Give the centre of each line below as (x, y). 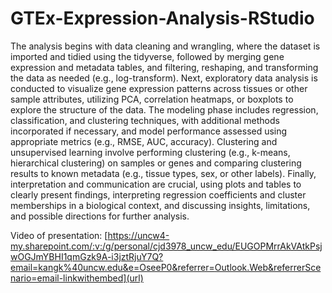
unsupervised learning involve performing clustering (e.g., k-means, (150, 152)
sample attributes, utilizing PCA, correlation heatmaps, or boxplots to (152, 99)
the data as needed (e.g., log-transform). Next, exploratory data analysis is (164, 78)
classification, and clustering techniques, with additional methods (145, 120)
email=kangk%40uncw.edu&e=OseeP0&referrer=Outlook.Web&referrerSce (166, 267)
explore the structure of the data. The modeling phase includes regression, (164, 109)
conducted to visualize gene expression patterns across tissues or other (159, 88)
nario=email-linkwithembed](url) (77, 278)
